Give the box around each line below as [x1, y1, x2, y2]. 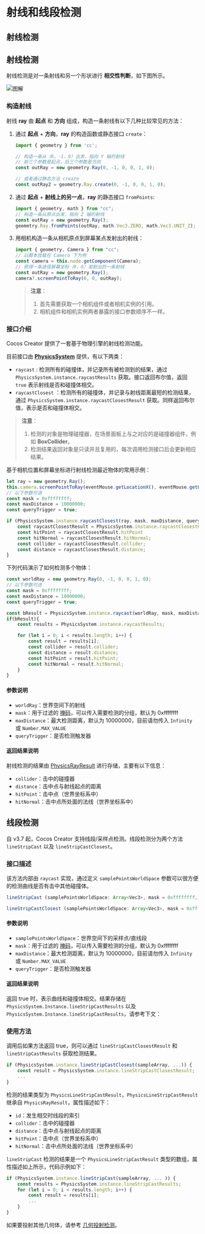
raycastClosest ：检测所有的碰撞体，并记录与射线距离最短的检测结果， [15, 389, 194, 396]
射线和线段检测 [6, 6, 82, 20]
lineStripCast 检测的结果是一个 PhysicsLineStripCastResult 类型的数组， [6, 1155, 193, 1162]
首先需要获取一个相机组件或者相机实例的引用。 [39, 300, 157, 307]
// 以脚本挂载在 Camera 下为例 [15, 253, 87, 259]
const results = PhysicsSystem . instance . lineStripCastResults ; [17, 1181, 182, 1187]
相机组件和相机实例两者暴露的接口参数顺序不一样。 [39, 308, 168, 315]
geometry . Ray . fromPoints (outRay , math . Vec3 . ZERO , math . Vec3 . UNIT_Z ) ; [15, 223, 196, 229]
